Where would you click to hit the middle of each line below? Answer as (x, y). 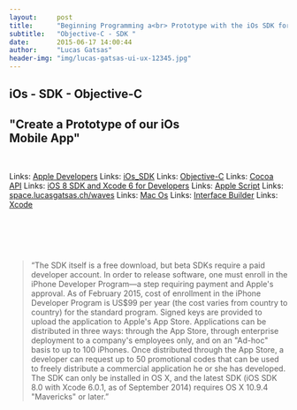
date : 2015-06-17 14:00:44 (71, 42)
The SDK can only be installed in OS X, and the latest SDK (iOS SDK (154, 378)
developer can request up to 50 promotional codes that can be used (155, 360)
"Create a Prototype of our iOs (94, 124)
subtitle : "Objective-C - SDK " (73, 34)
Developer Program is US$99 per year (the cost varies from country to (159, 303)
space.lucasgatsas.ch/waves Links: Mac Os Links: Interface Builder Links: (144, 195)
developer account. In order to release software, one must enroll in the (159, 275)
